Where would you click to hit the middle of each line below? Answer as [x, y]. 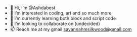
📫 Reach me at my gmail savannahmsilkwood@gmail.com [71, 29]
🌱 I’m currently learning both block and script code [63, 18]
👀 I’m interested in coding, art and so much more [61, 13]
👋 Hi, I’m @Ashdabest [33, 8]
